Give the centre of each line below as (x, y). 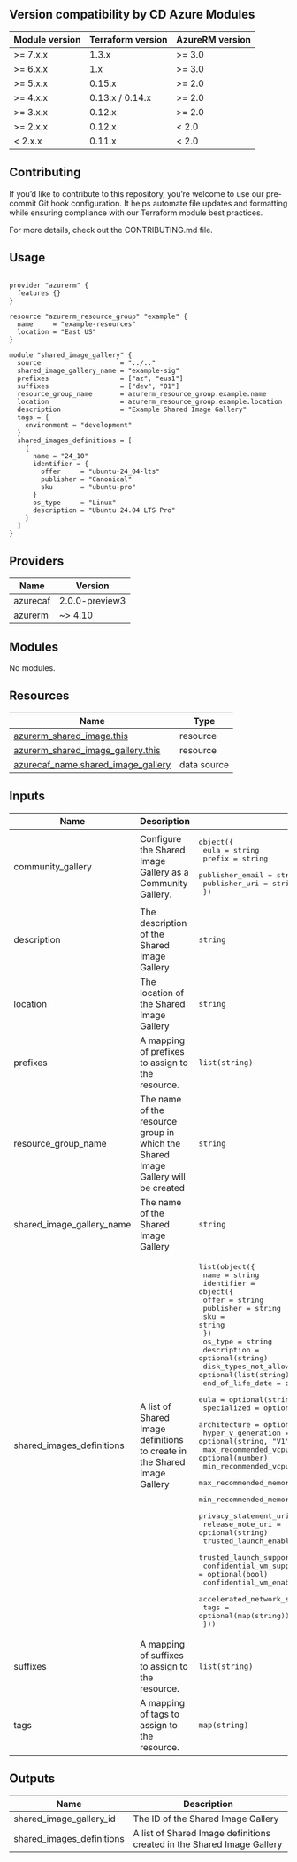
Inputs (27, 796)
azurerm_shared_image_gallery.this (87, 750)
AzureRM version (214, 39)
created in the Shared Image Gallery (208, 1844)
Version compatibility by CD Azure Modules (132, 15)
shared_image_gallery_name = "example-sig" (98, 371)
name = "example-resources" (77, 324)
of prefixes (163, 1051)
